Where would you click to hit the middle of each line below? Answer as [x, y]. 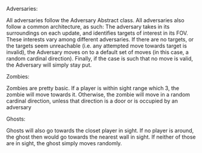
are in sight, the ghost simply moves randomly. [64, 143]
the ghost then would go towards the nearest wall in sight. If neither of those [101, 137]
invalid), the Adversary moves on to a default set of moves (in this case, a [97, 52]
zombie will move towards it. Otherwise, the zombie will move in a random [98, 94]
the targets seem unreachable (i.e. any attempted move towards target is [96, 46]
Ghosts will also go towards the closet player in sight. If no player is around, [100, 130]
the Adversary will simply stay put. [49, 65]
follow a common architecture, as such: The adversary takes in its [88, 27]
